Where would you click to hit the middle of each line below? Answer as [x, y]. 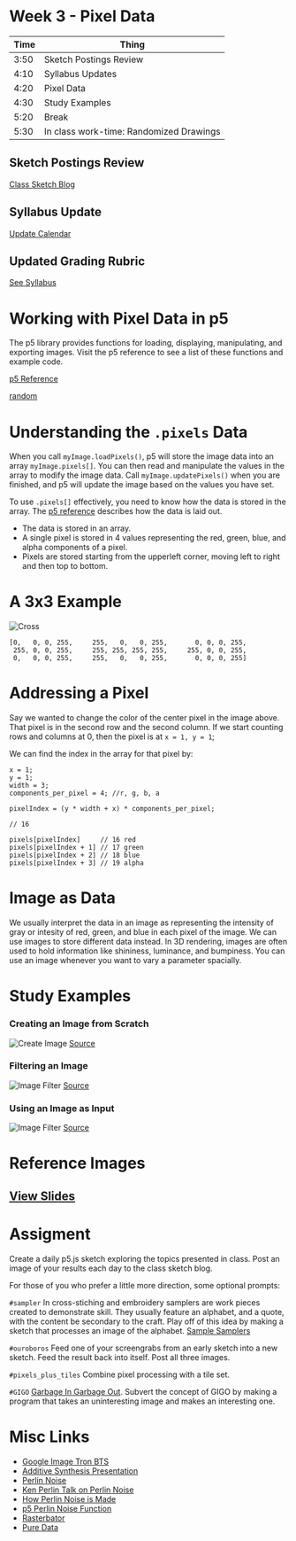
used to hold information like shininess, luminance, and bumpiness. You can [147, 951]
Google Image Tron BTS [65, 1461]
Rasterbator [43, 1518]
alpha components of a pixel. [75, 548]
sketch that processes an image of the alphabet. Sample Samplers [130, 1330]
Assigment [50, 1234]
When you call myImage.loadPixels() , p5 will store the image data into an [141, 456]
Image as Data [63, 898]
